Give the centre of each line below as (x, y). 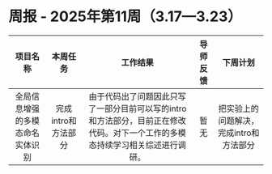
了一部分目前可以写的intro (137, 108)
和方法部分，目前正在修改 (137, 121)
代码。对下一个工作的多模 (137, 133)
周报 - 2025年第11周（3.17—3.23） (125, 17)
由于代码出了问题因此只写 (137, 96)
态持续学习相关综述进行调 (137, 145)
